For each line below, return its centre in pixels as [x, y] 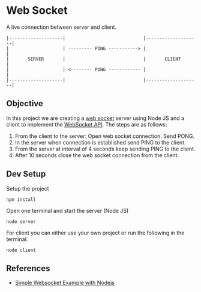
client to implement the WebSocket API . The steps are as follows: [87, 124]
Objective [25, 103]
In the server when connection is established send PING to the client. [100, 142]
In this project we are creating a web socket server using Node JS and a [95, 118]
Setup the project [28, 188]
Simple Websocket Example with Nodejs [65, 283]
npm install [21, 199]
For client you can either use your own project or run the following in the [95, 233]
